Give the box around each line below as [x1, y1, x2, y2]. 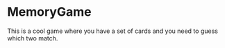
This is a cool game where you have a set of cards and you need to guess [7, 27, 219, 35]
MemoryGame [7, 4, 92, 20]
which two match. [7, 34, 58, 42]
